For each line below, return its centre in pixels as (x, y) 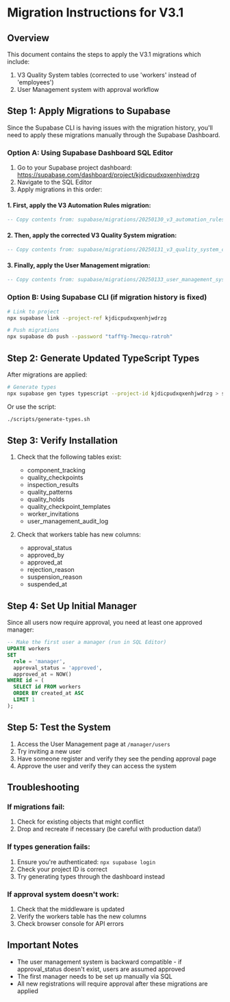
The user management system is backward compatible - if (99, 962)
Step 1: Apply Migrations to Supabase (89, 111)
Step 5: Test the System (59, 727)
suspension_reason (55, 577)
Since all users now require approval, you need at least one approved (105, 623)
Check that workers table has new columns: (79, 535)
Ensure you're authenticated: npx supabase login (86, 861)
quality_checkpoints (55, 477)
